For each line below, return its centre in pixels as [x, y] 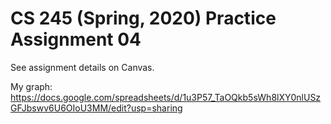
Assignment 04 [76, 39]
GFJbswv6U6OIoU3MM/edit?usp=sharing [96, 108]
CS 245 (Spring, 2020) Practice [143, 18]
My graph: [31, 86]
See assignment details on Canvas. [82, 67]
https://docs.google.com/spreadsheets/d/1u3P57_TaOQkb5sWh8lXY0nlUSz [166, 97]
